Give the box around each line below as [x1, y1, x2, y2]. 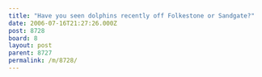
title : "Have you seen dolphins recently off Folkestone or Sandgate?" [8, 11, 255, 20]
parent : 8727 [8, 49, 53, 57]
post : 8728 [8, 26, 45, 34]
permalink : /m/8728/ [8, 57, 78, 65]
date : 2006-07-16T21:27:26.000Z [8, 19, 117, 27]
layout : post [8, 42, 53, 50]
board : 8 [8, 34, 38, 43]
